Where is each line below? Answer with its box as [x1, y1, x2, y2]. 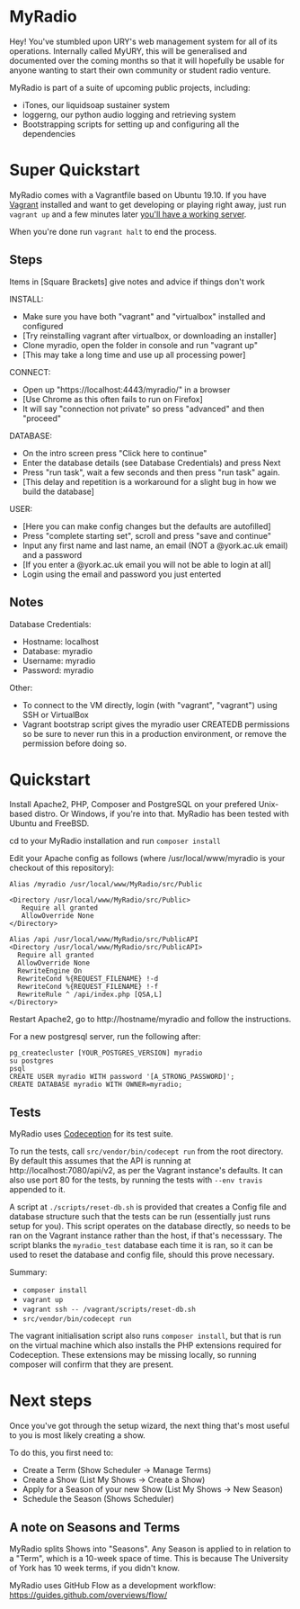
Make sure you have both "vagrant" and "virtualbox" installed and [22, 310, 266, 321]
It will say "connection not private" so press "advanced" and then [22, 403, 265, 414]
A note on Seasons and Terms [9, 1519, 181, 1535]
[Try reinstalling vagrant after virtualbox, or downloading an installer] [22, 330, 277, 341]
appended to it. [9, 1184, 66, 1195]
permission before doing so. [22, 738, 128, 749]
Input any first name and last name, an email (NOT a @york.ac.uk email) [22, 540, 288, 551]
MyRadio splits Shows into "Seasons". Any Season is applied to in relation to [9, 1543, 292, 1554]
